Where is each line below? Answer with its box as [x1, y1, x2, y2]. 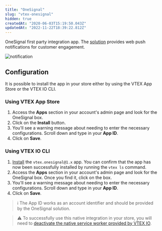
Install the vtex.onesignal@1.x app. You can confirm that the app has [12, 159, 151, 165]
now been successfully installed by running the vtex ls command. [12, 164, 147, 170]
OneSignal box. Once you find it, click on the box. [12, 175, 112, 180]
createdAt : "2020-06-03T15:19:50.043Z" [5, 21, 87, 26]
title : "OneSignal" [5, 7, 45, 12]
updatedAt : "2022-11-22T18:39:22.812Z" [5, 26, 87, 30]
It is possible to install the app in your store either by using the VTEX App [5, 80, 152, 86]
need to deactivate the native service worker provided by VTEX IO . [17, 220, 152, 226]
